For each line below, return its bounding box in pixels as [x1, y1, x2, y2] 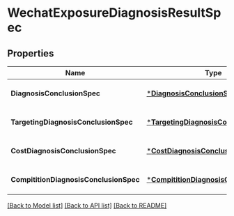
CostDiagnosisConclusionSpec [10, 146, 116, 155]
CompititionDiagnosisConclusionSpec [10, 175, 141, 184]
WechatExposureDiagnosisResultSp [7, 5, 221, 21]
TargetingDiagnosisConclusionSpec [10, 117, 134, 127]
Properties [7, 47, 54, 59]
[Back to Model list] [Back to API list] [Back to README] [7, 201, 167, 210]
